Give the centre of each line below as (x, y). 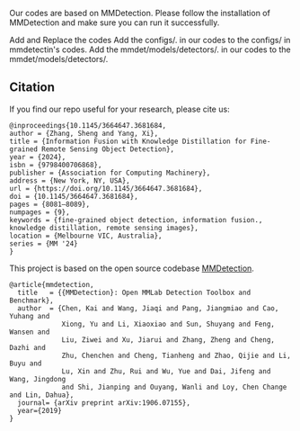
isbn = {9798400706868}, (56, 165)
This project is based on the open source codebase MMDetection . (132, 268)
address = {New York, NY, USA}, (70, 180)
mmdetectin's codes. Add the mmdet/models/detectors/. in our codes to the (150, 49)
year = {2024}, (38, 157)
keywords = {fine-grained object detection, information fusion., (136, 220)
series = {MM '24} (44, 243)
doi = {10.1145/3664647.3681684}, (74, 196)
